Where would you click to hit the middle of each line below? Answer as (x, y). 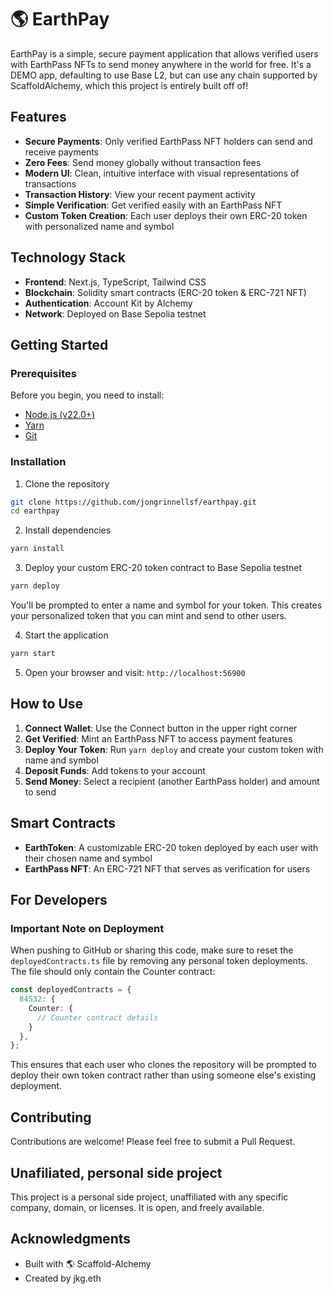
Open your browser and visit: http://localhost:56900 (135, 672)
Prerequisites (43, 373)
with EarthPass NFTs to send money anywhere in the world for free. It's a (161, 64)
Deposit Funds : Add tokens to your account (115, 770)
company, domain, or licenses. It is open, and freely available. (137, 1207)
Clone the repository (67, 483)
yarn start (33, 654)
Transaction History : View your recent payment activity (140, 194)
